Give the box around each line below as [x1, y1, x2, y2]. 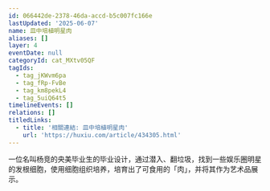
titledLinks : [8, 116, 52, 124]
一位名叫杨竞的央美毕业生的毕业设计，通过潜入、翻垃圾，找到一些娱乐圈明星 [8, 154, 262, 164]
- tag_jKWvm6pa [15, 71, 67, 79]
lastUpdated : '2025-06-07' [8, 19, 99, 27]
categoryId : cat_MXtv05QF [8, 57, 95, 65]
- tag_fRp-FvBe [15, 79, 67, 87]
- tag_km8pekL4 [15, 86, 67, 95]
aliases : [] [8, 34, 48, 43]
